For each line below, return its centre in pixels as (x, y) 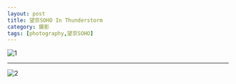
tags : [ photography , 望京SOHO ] (50, 33)
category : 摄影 (28, 27)
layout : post (26, 14)
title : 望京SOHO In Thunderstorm (55, 20)
